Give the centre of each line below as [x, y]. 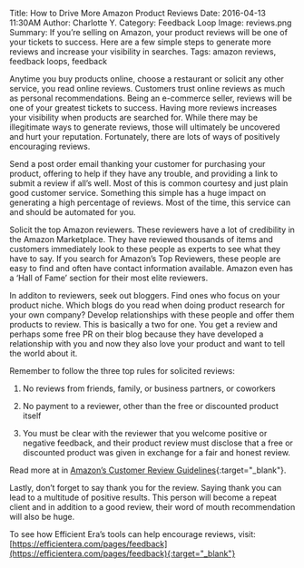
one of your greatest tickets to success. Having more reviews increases [143, 108]
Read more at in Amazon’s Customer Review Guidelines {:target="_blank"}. [148, 470]
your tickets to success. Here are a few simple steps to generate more [141, 42]
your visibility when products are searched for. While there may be [134, 118]
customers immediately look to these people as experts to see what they [145, 249]
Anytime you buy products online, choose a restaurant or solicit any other [147, 79]
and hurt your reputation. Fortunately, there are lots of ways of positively [145, 137]
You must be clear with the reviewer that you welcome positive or [145, 433]
